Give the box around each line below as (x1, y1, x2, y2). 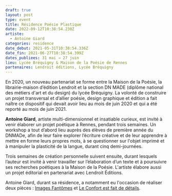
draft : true (5, 7, 31, 13)
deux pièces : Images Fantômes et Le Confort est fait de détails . (5, 185, 141, 191)
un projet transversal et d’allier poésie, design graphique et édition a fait (5, 95, 158, 102)
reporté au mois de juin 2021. (5, 106, 67, 112)
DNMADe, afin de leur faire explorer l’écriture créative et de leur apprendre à (5, 132, 167, 139)
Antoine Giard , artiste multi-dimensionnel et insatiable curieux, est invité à (5, 116, 163, 122)
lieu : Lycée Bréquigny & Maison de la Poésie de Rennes (5, 60, 127, 65)
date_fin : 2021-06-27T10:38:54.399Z (5, 50, 84, 55)
